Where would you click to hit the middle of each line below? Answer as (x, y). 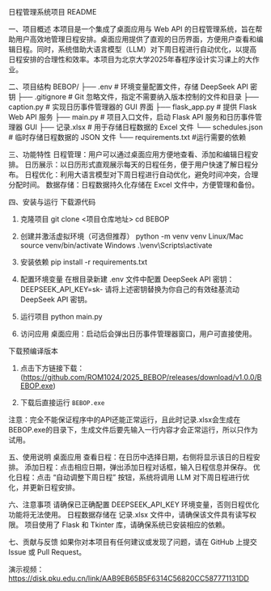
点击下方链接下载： (52, 368)
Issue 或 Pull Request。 (47, 552)
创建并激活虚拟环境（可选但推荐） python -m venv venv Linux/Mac (132, 236)
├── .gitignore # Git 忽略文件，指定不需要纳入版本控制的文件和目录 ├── (138, 97)
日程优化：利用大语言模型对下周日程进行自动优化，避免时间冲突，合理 (141, 175)
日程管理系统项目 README (53, 12)
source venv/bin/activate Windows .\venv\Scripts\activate (116, 245)
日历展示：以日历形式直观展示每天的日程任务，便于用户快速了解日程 (138, 165)
